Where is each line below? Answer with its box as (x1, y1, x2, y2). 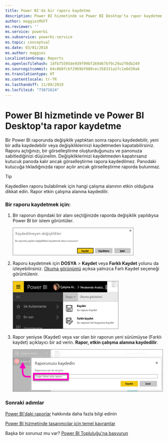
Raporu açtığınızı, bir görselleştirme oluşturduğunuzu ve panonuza (5, 148, 142, 154)
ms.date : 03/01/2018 (5, 45, 48, 50)
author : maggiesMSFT (5, 19, 48, 24)
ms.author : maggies (5, 50, 46, 55)
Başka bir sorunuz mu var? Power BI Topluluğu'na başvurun (5, 430, 128, 436)
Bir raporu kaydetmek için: (5, 201, 71, 208)
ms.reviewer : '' (5, 24, 39, 29)
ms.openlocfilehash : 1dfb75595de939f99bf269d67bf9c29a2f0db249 (5, 61, 140, 66)
